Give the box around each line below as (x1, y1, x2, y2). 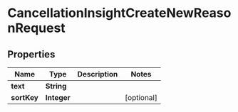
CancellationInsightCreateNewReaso (7, 5, 232, 21)
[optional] (124, 93, 158, 102)
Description (77, 69, 118, 79)
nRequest (7, 20, 66, 36)
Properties (7, 48, 56, 60)
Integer (45, 93, 71, 102)
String (45, 82, 67, 91)
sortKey (11, 93, 39, 102)
